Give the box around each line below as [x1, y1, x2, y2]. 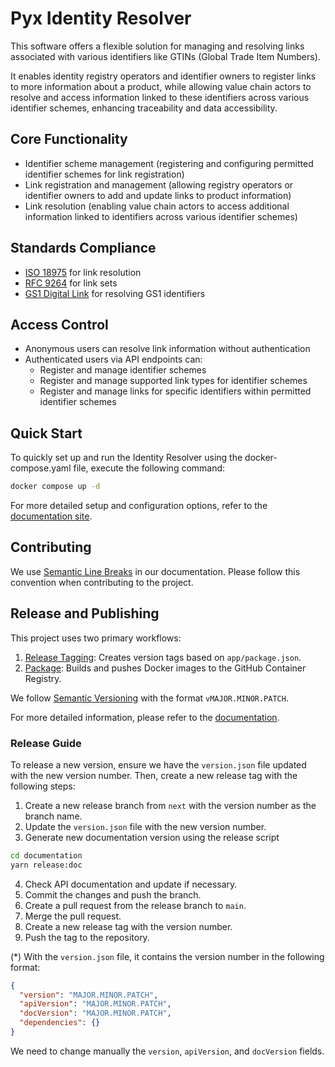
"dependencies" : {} [19, 1018, 101, 1028]
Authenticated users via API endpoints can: [24, 353, 203, 366]
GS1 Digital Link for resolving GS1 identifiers [24, 287, 206, 299]
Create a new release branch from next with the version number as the [24, 799, 317, 811]
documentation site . [10, 510, 93, 522]
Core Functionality [10, 131, 128, 148]
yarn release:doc [10, 860, 83, 870]
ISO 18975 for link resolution [24, 266, 142, 278]
